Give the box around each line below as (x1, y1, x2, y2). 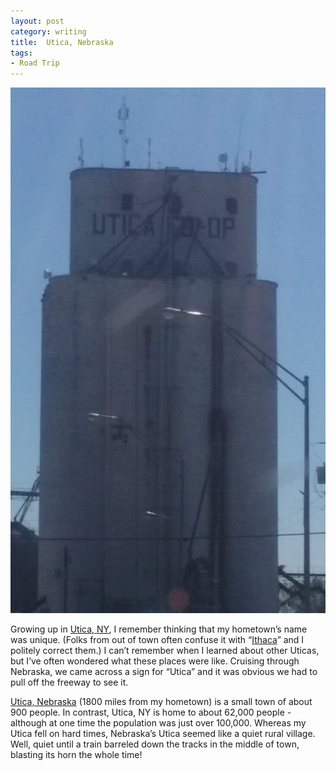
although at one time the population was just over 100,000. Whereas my (10, 716, 307, 729)
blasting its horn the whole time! (10, 748, 143, 760)
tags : (10, 48, 33, 58)
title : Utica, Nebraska (10, 37, 114, 47)
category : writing (10, 26, 87, 37)
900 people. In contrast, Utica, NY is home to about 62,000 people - (10, 706, 292, 718)
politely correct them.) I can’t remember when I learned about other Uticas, (10, 644, 320, 656)
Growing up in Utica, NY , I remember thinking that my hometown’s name (10, 623, 308, 635)
